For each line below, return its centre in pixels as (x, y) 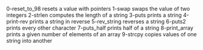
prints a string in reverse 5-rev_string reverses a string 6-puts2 (108, 21)
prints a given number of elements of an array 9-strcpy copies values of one (101, 34)
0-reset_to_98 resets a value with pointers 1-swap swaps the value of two (98, 9)
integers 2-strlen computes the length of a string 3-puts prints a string (94, 15)
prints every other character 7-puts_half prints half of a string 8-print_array (100, 28)
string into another (29, 41)
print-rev (17, 21)
